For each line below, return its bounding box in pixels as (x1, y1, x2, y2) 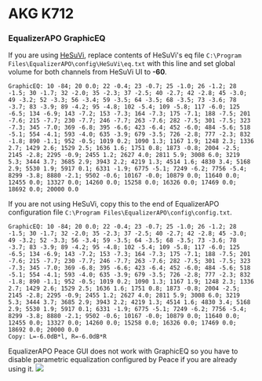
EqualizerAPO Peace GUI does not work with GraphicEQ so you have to (8, 346, 238, 356)
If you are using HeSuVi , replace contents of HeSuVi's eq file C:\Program (8, 50, 242, 60)
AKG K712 (8, 5, 75, 23)
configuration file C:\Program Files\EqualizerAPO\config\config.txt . (8, 207, 233, 217)
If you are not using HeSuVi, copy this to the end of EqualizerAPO (8, 200, 220, 209)
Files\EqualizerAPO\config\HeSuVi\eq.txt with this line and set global (8, 59, 235, 68)
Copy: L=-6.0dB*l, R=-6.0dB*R (8, 333, 107, 341)
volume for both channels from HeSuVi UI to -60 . (8, 68, 167, 77)
